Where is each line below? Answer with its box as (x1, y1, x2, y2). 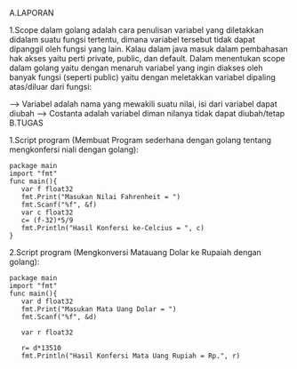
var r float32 (20, 328, 74, 337)
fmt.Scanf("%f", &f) (20, 200, 98, 209)
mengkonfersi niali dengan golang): (9, 144, 140, 155)
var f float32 (20, 185, 74, 194)
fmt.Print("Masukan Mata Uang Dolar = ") (20, 305, 177, 314)
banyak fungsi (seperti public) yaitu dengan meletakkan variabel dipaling (9, 72, 276, 83)
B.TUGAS (9, 117, 44, 128)
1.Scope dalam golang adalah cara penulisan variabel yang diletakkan (9, 25, 264, 35)
